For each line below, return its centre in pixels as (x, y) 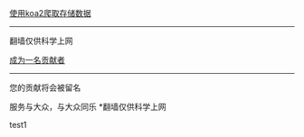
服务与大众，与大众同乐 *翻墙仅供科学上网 (88, 107)
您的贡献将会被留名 (45, 87)
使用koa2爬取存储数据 (51, 13)
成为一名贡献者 (37, 60)
